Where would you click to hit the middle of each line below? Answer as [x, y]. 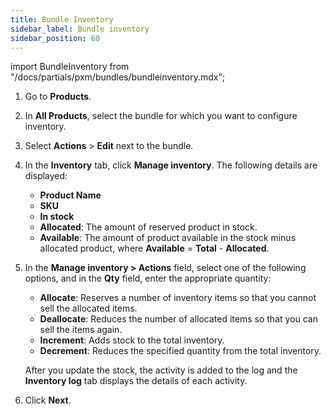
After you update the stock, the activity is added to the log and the [161, 370]
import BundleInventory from [70, 67]
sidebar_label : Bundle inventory [80, 29]
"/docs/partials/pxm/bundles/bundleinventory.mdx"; [118, 77]
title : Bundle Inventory [62, 19]
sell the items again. [81, 330]
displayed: [46, 176]
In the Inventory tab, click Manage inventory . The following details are [171, 165]
